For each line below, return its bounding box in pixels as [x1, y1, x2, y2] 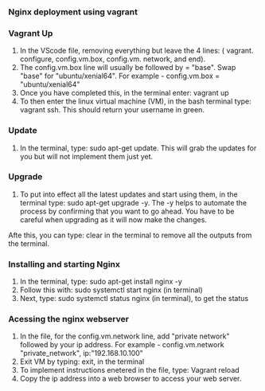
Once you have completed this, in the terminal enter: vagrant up [19, 88, 229, 98]
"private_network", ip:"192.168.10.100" [19, 349, 143, 358]
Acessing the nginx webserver [8, 314, 130, 325]
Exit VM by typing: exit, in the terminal [19, 357, 145, 366]
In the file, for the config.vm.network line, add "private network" [19, 331, 230, 341]
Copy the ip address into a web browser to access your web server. [19, 373, 242, 384]
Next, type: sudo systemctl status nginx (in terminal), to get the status [19, 294, 249, 303]
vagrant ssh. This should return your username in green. [19, 105, 205, 115]
